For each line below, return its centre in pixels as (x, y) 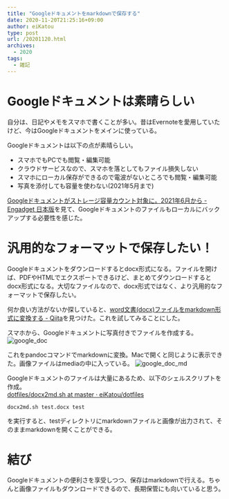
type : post (23, 33)
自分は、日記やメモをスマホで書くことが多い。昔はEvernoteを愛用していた (114, 122)
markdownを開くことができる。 (71, 429)
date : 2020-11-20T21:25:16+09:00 (55, 20)
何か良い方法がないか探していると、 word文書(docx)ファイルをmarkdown (111, 309)
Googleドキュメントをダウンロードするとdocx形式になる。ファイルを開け (112, 269)
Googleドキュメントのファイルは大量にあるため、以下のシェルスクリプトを (114, 378)
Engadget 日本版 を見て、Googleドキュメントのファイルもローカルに (104, 209)
